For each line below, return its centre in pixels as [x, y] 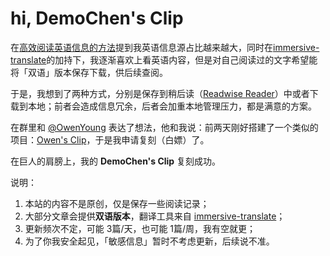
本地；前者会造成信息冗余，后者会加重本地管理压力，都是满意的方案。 [172, 106]
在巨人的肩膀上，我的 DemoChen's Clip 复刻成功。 [116, 161]
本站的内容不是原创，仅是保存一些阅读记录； [117, 203]
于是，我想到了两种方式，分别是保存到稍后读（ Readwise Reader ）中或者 [160, 93]
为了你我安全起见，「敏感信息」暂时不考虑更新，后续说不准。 [149, 241]
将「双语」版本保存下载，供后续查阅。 [89, 72]
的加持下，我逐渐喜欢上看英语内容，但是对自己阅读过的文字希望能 [182, 59]
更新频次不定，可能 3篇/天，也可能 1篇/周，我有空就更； [140, 228]
